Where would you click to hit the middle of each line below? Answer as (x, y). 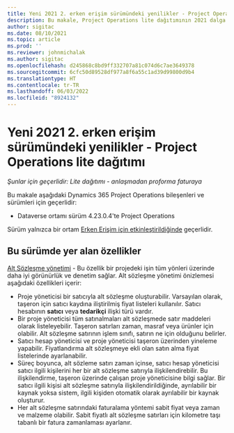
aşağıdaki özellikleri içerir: (45, 282)
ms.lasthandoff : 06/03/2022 (48, 91)
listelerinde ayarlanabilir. (52, 356)
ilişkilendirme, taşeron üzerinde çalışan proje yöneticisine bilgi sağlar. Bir (121, 378)
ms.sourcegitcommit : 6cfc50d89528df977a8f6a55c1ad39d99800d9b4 (101, 72)
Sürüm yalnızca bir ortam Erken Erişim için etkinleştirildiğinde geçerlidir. (110, 229)
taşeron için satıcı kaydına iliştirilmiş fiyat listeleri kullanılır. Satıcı (109, 303)
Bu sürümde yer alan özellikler (74, 251)
